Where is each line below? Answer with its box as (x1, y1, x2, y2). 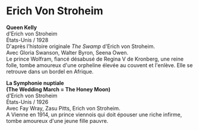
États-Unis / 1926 (6, 98, 49, 105)
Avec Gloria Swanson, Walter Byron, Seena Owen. (6, 49, 129, 56)
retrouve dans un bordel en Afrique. (6, 68, 94, 75)
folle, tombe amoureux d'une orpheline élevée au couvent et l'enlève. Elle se (6, 61, 193, 69)
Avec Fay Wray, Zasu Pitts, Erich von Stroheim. (6, 104, 121, 112)
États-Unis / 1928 (6, 36, 49, 43)
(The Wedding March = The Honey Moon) (6, 85, 111, 93)
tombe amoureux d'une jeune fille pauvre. (6, 117, 109, 124)
